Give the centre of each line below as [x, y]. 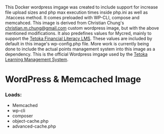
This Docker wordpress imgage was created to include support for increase [82, 7]
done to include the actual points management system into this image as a [80, 49]
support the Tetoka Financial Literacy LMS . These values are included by [79, 38]
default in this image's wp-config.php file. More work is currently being [77, 44]
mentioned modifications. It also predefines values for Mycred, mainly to [78, 33]
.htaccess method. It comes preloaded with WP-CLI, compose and [72, 17]
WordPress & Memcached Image [73, 80]
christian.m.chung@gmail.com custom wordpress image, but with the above [82, 28]
